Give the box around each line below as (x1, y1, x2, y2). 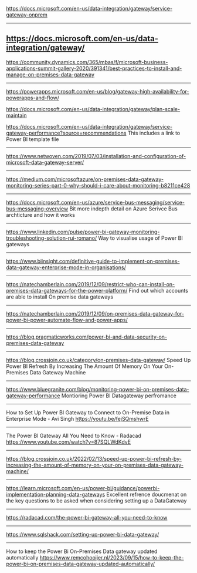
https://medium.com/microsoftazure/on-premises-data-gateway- (6, 176, 164, 183)
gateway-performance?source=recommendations (6, 129, 127, 136)
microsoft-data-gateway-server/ (6, 159, 84, 166)
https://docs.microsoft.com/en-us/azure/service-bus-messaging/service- (6, 199, 185, 206)
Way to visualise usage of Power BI (98, 234, 183, 242)
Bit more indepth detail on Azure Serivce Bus (69, 205, 178, 212)
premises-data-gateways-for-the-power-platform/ (6, 287, 128, 294)
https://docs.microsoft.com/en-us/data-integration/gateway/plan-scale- (6, 105, 181, 112)
